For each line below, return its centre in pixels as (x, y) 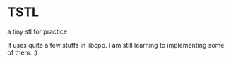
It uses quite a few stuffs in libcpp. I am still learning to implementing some (116, 45)
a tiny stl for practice (37, 31)
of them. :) (22, 52)
